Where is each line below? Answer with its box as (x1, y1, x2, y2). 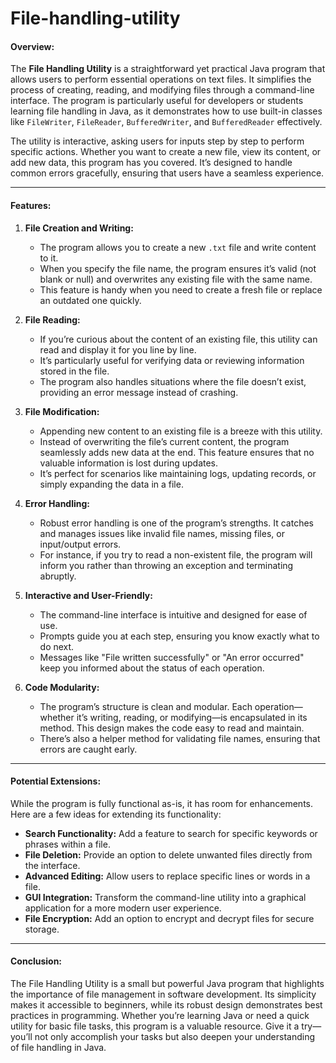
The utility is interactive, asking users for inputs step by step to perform (10, 135, 305, 147)
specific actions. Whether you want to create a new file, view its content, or (10, 146, 322, 158)
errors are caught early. (39, 743, 138, 755)
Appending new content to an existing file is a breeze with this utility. (39, 425, 323, 437)
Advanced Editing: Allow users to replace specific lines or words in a (24, 870, 311, 882)
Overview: (10, 40, 55, 52)
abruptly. (39, 570, 77, 582)
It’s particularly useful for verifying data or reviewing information (39, 354, 305, 366)
